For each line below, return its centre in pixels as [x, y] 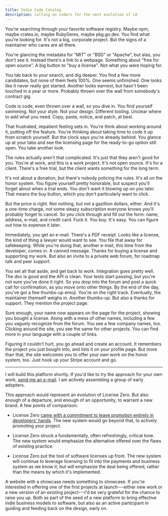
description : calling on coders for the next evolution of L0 [71, 15]
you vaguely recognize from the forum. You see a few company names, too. [83, 323]
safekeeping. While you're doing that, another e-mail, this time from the [79, 245]
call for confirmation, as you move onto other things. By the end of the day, [82, 287]
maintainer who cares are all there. [41, 45]
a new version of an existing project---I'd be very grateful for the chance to [83, 492]
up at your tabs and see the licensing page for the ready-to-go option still [81, 142]
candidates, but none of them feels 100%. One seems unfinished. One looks [83, 80]
